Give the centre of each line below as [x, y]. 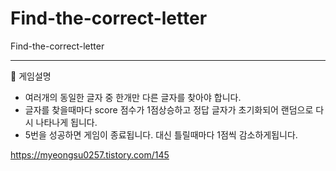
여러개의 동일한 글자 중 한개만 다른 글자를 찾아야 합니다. [133, 97]
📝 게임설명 [31, 76]
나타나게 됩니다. [66, 122]
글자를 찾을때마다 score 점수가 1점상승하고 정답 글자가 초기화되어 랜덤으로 [169, 109]
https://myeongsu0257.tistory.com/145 [90, 154]
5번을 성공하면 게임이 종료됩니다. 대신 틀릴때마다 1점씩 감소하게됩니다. [161, 134]
